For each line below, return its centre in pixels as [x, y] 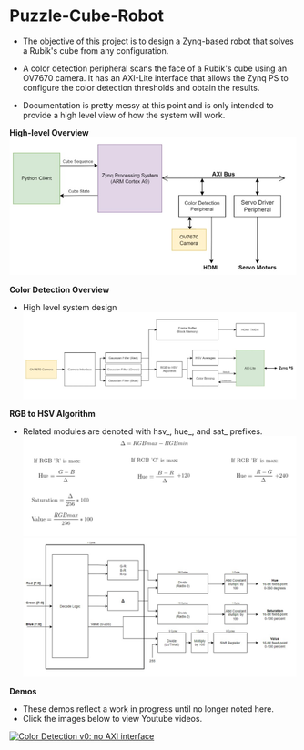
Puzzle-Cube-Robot [86, 16]
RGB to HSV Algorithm [52, 414]
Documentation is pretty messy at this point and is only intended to [148, 105]
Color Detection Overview [60, 289]
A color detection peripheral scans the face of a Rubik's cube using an [155, 68]
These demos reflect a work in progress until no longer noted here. [148, 709]
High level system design [70, 307]
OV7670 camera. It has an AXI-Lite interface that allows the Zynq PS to [155, 77]
